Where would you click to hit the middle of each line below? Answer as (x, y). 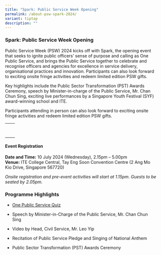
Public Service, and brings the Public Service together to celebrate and (76, 61)
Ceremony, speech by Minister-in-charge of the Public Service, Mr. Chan (78, 91)
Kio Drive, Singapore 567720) (35, 167)
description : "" (21, 23)
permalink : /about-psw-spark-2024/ (41, 14)
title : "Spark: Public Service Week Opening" (52, 9)
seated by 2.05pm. (24, 182)
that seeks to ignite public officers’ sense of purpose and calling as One (77, 56)
